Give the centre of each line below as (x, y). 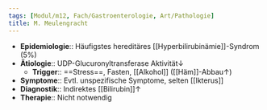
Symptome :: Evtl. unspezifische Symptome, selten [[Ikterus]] (122, 80)
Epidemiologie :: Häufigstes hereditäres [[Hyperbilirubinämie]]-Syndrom (140, 46)
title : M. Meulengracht (48, 23)
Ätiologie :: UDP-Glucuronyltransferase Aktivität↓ (102, 63)
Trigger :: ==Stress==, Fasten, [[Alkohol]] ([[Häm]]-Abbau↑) (132, 71)
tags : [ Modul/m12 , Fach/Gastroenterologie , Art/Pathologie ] (112, 16)
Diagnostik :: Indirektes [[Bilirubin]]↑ (80, 88)
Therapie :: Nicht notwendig (66, 97)
